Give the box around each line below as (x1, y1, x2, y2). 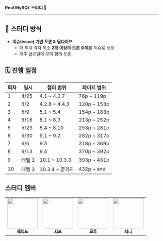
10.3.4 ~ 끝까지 (39, 166, 74, 172)
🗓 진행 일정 (5, 67, 37, 75)
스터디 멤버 (5, 184, 36, 192)
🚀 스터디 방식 (5, 25, 42, 33)
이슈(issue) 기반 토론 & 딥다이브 (12, 38, 73, 44)
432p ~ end (78, 165, 106, 172)
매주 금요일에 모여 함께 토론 (19, 51, 71, 56)
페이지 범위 (82, 84, 106, 91)
